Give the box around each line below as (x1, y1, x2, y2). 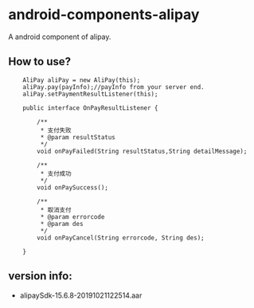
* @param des (40, 220, 84, 228)
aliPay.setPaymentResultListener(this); (22, 90, 158, 98)
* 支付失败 (40, 126, 72, 135)
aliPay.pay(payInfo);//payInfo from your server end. (22, 83, 205, 91)
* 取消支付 (40, 205, 72, 214)
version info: (8, 269, 73, 283)
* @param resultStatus (40, 133, 115, 141)
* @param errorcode (40, 212, 105, 220)
